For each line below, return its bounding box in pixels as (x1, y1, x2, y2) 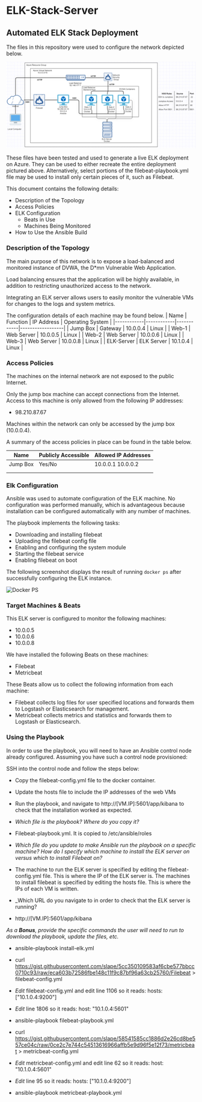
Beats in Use (23, 216, 56, 223)
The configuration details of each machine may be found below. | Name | (6, 311, 187, 319)
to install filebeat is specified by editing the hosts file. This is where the (14, 879, 191, 886)
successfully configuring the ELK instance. (6, 574, 112, 582)
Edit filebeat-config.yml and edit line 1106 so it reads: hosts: (14, 987, 163, 994)
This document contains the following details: (6, 185, 119, 193)
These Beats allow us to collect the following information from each (6, 681, 173, 688)
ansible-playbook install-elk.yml (14, 944, 94, 951)
